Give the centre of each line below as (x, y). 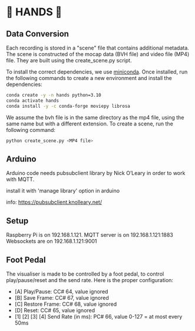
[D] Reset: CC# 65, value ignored (55, 310)
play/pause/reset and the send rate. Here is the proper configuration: (90, 280)
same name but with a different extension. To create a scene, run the (90, 124)
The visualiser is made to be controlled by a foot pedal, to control (85, 274)
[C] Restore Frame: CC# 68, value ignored (65, 304)
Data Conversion (38, 34)
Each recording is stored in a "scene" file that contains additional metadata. (98, 48)
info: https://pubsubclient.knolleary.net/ (54, 202)
